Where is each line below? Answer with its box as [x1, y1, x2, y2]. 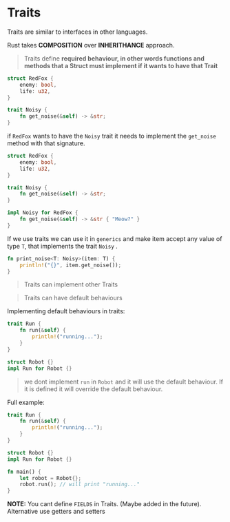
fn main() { [7, 468, 41, 475]
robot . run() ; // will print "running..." [19, 481, 140, 488]
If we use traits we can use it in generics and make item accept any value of [7, 234, 222, 242]
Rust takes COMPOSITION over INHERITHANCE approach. [7, 41, 175, 49]
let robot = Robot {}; [19, 474, 81, 481]
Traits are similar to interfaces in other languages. [7, 28, 148, 36]
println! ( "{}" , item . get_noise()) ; [19, 262, 122, 269]
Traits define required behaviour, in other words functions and [23, 54, 205, 63]
